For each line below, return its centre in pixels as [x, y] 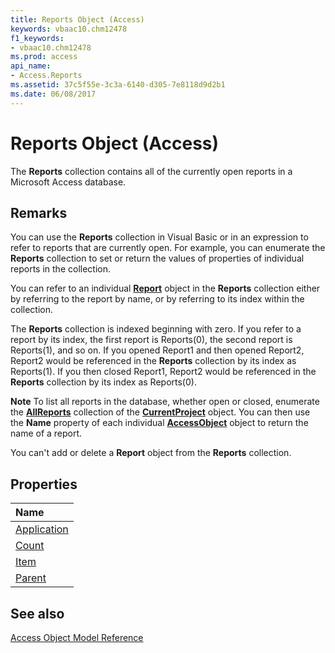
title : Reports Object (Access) [77, 19]
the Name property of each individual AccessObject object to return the [159, 423]
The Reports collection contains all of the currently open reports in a [151, 171]
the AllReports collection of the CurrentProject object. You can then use [160, 412]
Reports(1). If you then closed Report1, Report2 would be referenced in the [163, 372]
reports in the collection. [60, 269]
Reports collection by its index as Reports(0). [103, 382]
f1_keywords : [37, 38]
